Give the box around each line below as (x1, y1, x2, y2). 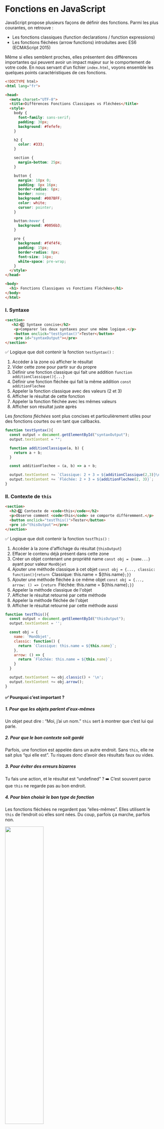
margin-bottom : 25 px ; (18, 160, 62, 165)
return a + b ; (14, 450, 42, 455)
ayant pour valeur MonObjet (12, 561, 67, 567)
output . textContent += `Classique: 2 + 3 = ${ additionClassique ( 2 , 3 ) (9, 472, 154, 477)
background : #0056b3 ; (18, 223, 62, 228)
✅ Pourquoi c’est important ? (5, 695, 65, 700)
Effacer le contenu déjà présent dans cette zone (12, 551, 109, 556)
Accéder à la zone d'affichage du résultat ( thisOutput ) (12, 545, 122, 551)
